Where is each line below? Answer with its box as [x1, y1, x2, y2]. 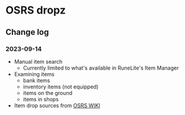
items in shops [23, 96, 59, 103]
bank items [23, 77, 50, 84]
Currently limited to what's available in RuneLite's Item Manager [23, 64, 179, 71]
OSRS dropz [5, 4, 66, 17]
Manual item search [14, 58, 63, 65]
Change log [5, 27, 49, 37]
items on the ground [23, 89, 72, 96]
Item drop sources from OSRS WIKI [14, 101, 100, 109]
